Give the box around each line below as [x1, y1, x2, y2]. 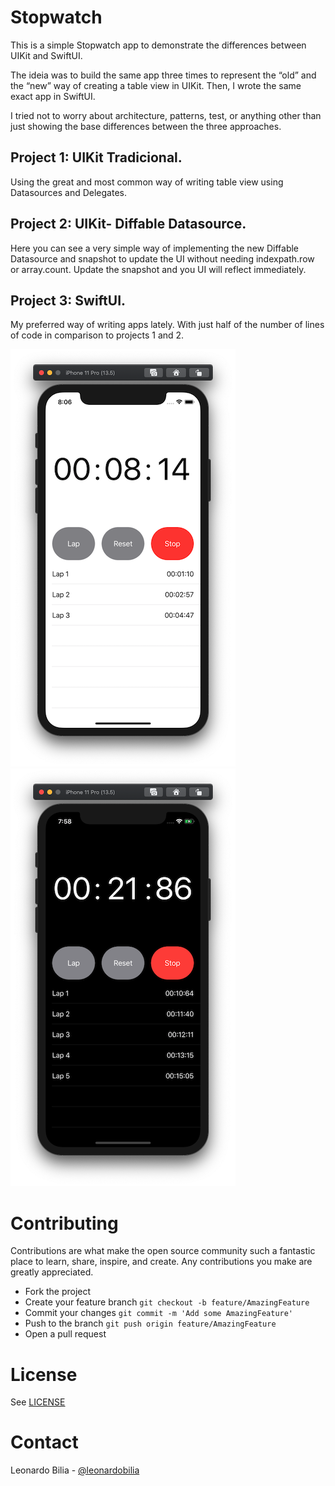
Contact [10, 1431, 79, 1454]
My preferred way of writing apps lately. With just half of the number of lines [10, 319, 325, 331]
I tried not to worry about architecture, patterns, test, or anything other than [10, 109, 322, 121]
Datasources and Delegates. [10, 186, 127, 198]
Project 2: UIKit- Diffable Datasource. [10, 216, 247, 233]
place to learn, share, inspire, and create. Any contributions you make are [10, 1256, 313, 1268]
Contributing [10, 1212, 119, 1235]
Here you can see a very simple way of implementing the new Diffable [10, 242, 300, 254]
